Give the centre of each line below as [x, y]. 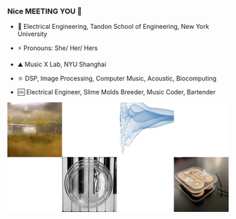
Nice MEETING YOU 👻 [45, 11]
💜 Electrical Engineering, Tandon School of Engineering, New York [113, 27]
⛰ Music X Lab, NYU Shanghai [62, 64]
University [32, 34]
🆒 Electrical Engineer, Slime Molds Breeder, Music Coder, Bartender [117, 92]
